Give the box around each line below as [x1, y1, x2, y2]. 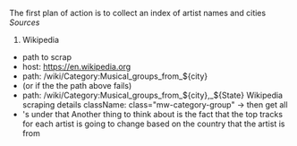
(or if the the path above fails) [21, 81, 132, 90]
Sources [9, 17, 40, 28]
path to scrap [21, 52, 72, 62]
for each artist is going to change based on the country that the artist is [21, 118, 285, 129]
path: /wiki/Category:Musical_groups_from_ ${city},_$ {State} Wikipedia [21, 90, 284, 100]
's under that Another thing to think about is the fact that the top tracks [21, 109, 284, 119]
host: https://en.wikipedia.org [21, 62, 132, 72]
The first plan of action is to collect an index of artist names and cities [9, 8, 267, 18]
